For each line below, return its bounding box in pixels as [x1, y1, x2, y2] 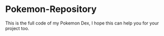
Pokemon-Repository [5, 3, 97, 15]
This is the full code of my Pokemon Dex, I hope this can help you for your [5, 20, 159, 26]
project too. [5, 25, 29, 31]
